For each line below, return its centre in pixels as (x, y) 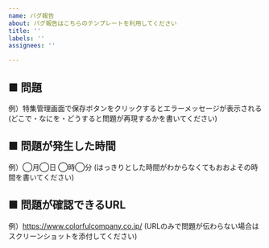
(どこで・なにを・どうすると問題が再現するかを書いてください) (113, 118)
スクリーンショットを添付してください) (73, 236)
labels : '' (27, 38)
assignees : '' (32, 46)
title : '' (25, 31)
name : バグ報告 (31, 16)
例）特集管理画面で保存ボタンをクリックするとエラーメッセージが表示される (135, 108)
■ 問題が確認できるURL (67, 205)
